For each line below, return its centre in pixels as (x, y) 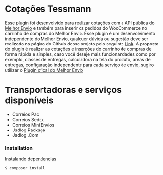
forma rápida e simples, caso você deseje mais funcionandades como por (80, 54)
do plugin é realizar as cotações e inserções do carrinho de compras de (78, 49)
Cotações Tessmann (48, 9)
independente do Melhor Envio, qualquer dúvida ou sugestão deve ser (77, 39)
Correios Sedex (28, 119)
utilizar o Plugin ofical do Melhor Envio (44, 70)
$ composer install (25, 168)
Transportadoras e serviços (63, 90)
